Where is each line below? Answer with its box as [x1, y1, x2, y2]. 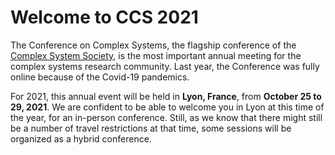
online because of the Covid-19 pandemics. [10, 71, 190, 83]
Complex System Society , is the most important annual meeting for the [10, 49, 302, 61]
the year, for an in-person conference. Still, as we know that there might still [10, 111, 323, 123]
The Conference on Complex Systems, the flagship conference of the [10, 39, 297, 51]
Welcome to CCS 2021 [10, 6, 199, 29]
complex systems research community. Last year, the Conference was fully [10, 60, 320, 72]
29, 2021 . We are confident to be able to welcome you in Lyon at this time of [10, 101, 325, 113]
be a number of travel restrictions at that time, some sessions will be [10, 122, 292, 134]
